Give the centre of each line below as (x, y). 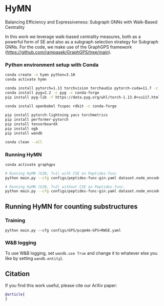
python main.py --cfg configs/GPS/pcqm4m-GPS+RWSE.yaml (63, 230)
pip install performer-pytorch (37, 120)
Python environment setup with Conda (52, 65)
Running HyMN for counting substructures (72, 206)
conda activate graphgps (30, 164)
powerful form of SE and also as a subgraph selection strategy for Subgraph (82, 41)
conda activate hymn (26, 79)
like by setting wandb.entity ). (34, 258)
